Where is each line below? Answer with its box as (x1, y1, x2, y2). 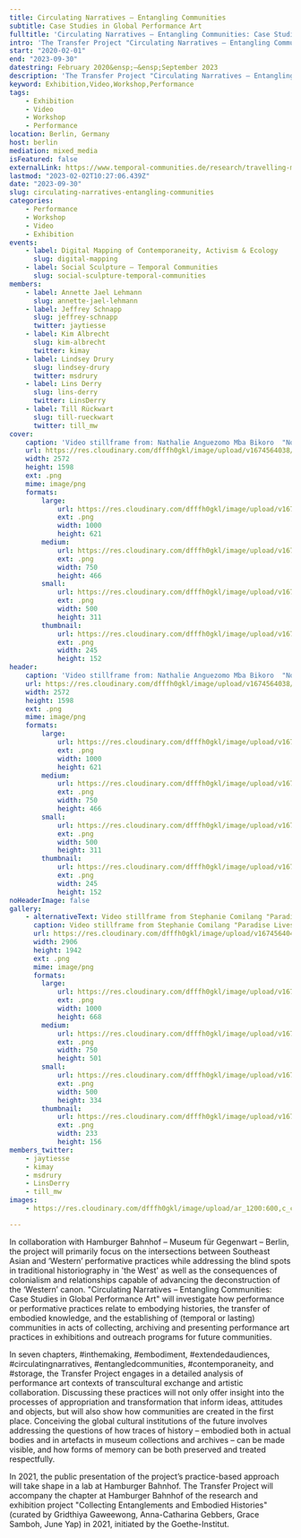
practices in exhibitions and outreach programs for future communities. (9, 1331, 272, 1342)
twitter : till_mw (32, 421, 99, 430)
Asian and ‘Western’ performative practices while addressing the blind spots (9, 1255, 291, 1266)
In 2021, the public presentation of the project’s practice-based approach (9, 1471, 279, 1482)
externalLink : (9, 163, 63, 172)
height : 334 (56, 1096, 102, 1104)
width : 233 (56, 1130, 99, 1138)
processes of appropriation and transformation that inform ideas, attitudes (9, 1396, 284, 1407)
